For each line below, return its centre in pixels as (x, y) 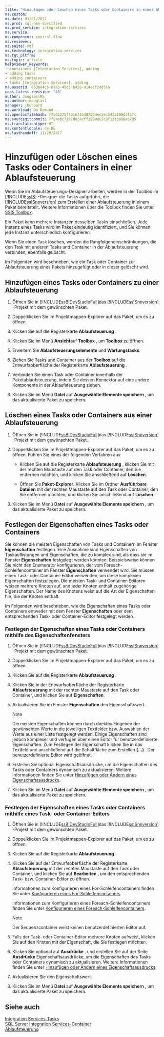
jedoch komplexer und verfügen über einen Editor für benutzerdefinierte (85, 739)
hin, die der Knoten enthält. (32, 596)
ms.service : (17, 32)
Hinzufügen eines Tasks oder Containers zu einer (82, 282)
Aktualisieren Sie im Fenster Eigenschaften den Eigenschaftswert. (79, 704)
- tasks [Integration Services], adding (47, 82)
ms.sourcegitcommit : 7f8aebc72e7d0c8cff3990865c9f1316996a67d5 (71, 119)
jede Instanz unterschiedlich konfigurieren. (48, 232)
